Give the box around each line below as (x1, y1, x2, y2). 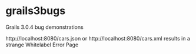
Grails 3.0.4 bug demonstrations (5, 23, 84, 31)
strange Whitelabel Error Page (5, 41, 79, 48)
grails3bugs (5, 4, 66, 18)
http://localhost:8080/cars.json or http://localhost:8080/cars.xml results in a (5, 35, 191, 42)
